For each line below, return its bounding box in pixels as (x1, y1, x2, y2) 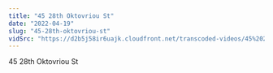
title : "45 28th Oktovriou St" (8, 11, 115, 20)
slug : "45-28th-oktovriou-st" (8, 27, 111, 35)
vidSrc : (8, 34, 35, 43)
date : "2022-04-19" (8, 19, 75, 28)
